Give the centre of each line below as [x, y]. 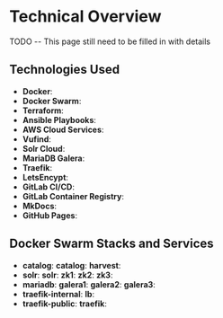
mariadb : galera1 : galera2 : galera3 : [89, 284]
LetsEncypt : [45, 177]
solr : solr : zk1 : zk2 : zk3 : [67, 275]
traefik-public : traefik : [65, 304]
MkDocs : [39, 206]
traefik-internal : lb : [58, 294]
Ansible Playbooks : [59, 119]
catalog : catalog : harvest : [71, 265]
